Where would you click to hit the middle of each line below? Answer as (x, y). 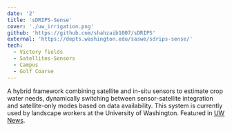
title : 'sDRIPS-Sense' (40, 20)
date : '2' (21, 13)
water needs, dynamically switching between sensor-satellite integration (110, 98)
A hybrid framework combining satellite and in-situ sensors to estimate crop (115, 91)
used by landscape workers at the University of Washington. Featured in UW (116, 113)
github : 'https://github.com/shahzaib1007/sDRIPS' (81, 33)
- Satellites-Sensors (45, 59)
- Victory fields (38, 52)
